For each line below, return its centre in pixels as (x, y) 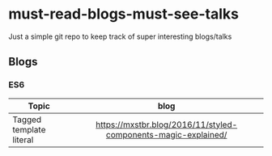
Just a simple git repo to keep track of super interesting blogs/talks (120, 36)
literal (23, 140)
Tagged (27, 120)
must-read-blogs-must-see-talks (123, 14)
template (29, 129)
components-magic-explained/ (166, 134)
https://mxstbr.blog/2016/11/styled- (167, 124)
